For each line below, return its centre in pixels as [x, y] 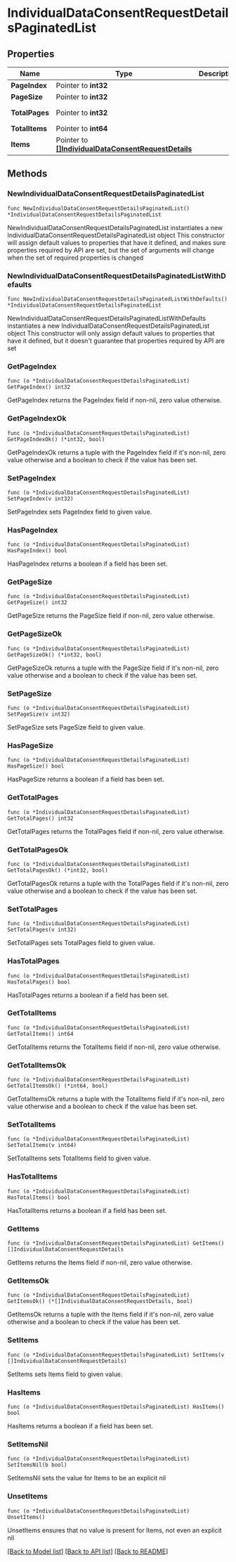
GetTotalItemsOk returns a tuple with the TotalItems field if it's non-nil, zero [116, 1099]
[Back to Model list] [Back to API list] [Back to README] [88, 1551]
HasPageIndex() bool [38, 551]
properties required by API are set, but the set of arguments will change [111, 250]
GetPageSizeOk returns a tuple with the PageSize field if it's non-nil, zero [113, 668]
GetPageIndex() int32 [39, 387]
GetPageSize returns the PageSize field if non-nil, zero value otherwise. [111, 616]
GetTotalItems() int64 [40, 1034]
